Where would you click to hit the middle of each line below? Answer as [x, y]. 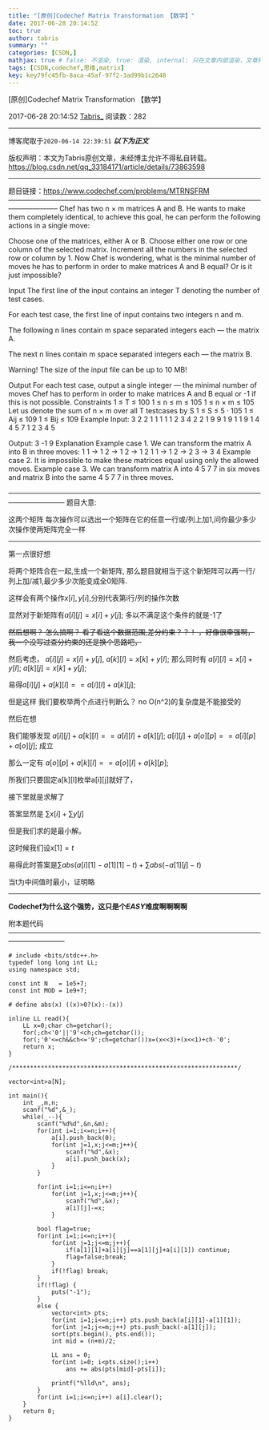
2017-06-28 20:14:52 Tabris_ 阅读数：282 [77, 116]
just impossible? [35, 275]
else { [48, 1306]
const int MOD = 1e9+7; [48, 990]
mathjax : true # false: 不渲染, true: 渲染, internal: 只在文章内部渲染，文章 [133, 61]
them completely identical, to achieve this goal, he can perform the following [134, 216]
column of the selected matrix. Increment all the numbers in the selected [128, 249]
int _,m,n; [41, 1102]
